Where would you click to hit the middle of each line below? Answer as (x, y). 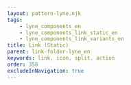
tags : (15, 20)
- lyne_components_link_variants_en (72, 39)
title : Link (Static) (38, 45)
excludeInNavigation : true (46, 71)
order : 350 (23, 64)
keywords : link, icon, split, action (61, 58)
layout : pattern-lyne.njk (44, 13)
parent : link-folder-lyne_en (49, 52)
